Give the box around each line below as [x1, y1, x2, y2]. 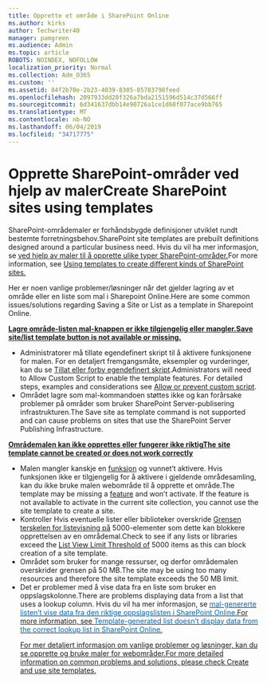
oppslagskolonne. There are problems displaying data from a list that [19, 590, 244, 600]
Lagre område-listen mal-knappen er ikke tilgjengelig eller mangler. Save [8, 324, 253, 334]
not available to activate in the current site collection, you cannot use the [19, 497, 259, 507]
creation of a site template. [19, 548, 108, 558]
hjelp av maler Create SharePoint [8, 181, 227, 199]
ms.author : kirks [8, 19, 66, 27]
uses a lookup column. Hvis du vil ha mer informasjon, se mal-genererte [19, 599, 257, 609]
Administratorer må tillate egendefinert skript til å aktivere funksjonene [19, 348, 252, 357]
